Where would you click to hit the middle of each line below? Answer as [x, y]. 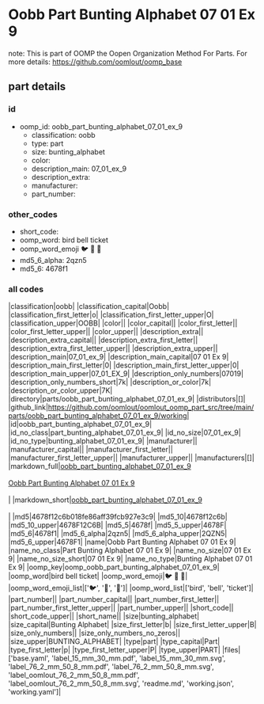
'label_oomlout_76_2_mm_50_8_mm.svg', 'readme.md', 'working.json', [121, 683]
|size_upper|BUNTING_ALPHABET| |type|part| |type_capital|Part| [114, 641]
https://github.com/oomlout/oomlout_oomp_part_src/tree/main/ [151, 407]
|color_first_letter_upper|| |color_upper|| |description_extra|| [106, 332]
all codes [26, 289]
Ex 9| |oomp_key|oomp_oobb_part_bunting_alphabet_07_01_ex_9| [114, 567]
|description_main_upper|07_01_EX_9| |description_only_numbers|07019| [126, 374]
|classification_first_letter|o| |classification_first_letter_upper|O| [111, 315]
